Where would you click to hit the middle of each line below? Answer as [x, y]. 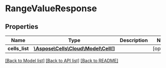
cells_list [18, 48]
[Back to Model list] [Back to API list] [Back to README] [62, 61]
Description [134, 40]
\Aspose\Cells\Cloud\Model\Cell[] [74, 48]
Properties [22, 27]
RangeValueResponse [51, 9]
